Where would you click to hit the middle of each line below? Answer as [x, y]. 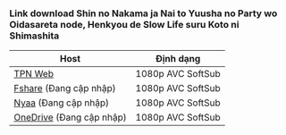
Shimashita [34, 36]
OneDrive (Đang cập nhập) [70, 117]
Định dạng [178, 59]
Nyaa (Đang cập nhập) [62, 103]
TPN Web [34, 74]
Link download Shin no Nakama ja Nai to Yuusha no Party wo [143, 13]
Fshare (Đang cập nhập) [65, 89]
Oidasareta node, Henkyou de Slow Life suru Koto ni [124, 24]
